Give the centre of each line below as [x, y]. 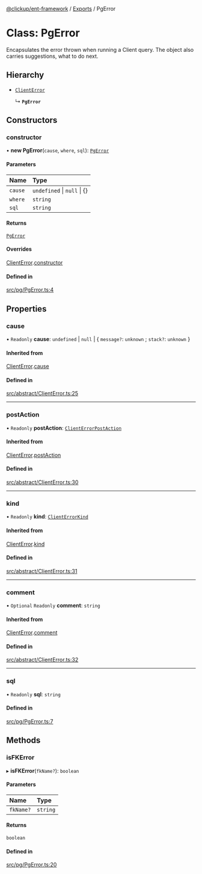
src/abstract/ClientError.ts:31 [42, 571]
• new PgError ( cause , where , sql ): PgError [58, 151]
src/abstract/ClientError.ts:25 [42, 394]
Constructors [32, 120]
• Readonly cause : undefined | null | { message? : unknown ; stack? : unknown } [98, 339]
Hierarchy [25, 75]
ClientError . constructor [35, 263]
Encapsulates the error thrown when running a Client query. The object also [100, 49]
